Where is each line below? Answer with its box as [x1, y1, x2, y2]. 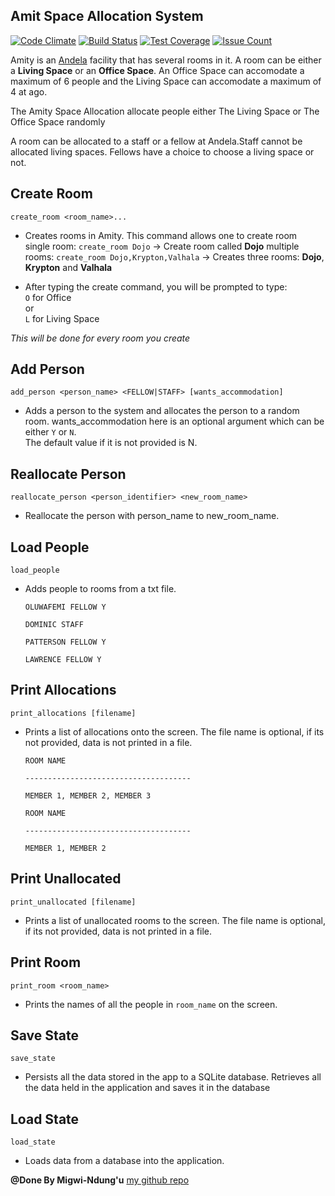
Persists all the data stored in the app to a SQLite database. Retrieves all [24, 1071, 322, 1083]
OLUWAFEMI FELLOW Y [24, 602, 107, 613]
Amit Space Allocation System [10, 8, 204, 25]
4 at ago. [10, 85, 48, 98]
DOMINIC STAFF [24, 620, 84, 630]
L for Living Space [24, 312, 100, 324]
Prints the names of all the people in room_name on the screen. [24, 998, 278, 1010]
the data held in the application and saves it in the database [24, 1082, 271, 1094]
